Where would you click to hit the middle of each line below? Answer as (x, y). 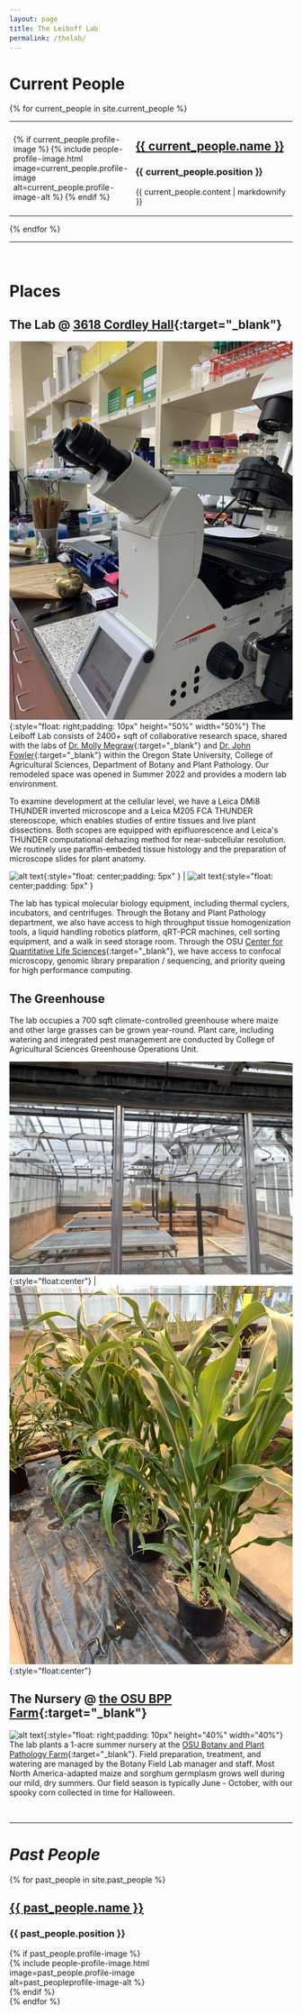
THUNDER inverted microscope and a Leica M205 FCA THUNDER (131, 811)
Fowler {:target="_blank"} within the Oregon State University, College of (142, 755)
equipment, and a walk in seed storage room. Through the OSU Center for (146, 942)
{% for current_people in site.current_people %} (98, 109)
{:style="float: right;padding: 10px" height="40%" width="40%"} (163, 1735)
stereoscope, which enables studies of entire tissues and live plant (133, 821)
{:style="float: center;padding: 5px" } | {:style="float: (159, 876)
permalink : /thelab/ (48, 38)
